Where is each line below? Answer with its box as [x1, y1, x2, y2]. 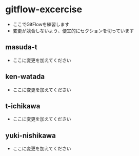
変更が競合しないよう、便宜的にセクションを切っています [12, 27, 134, 34]
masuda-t [5, 43, 37, 52]
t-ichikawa [5, 102, 41, 110]
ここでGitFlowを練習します [12, 21, 70, 27]
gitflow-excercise [5, 4, 83, 15]
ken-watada [5, 72, 45, 81]
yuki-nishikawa [5, 131, 56, 140]
